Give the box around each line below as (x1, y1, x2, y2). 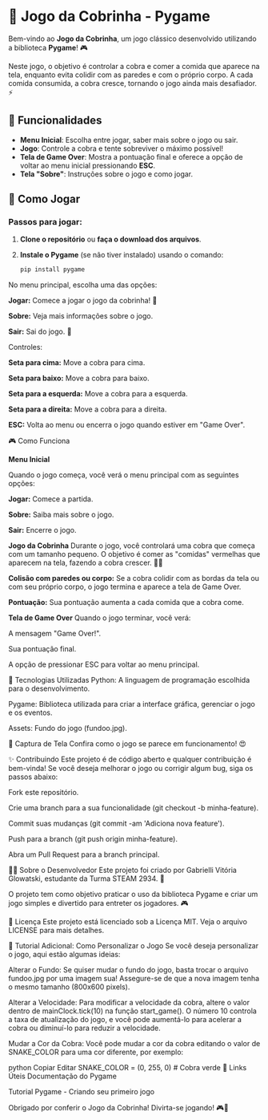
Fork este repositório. (8, 788, 79, 797)
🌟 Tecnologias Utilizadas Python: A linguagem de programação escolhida (8, 676, 250, 685)
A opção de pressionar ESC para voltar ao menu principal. (8, 659, 200, 669)
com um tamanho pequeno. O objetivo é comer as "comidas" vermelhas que (8, 550, 261, 559)
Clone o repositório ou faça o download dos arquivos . (19, 234, 202, 244)
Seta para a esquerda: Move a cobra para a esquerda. (8, 389, 188, 399)
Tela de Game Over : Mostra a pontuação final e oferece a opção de (19, 152, 243, 161)
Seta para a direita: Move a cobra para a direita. (8, 404, 167, 414)
